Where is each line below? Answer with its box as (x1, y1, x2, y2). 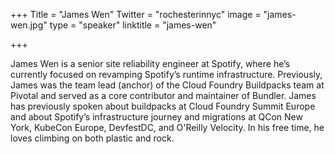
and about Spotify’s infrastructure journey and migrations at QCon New (10, 111, 303, 123)
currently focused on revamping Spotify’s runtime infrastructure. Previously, (10, 69, 323, 80)
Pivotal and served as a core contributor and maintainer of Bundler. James (10, 90, 317, 101)
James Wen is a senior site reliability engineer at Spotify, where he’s (10, 58, 290, 69)
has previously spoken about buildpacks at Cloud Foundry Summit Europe (10, 100, 316, 112)
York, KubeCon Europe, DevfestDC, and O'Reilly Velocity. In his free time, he (10, 122, 325, 133)
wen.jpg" (10, 19, 48, 31)
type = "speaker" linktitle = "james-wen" (49, 19, 217, 31)
